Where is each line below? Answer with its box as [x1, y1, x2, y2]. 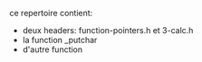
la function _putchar [22, 35, 98, 45]
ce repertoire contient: [9, 8, 93, 18]
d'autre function [22, 44, 83, 55]
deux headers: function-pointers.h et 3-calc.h [22, 25, 194, 35]
